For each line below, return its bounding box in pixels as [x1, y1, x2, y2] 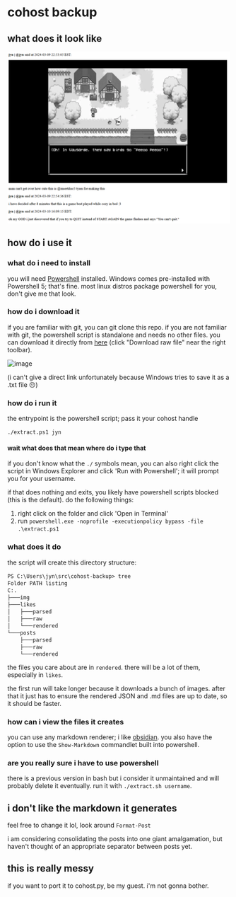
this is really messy [7, 862, 94, 874]
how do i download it [7, 307, 80, 317]
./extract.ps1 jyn [7, 429, 61, 436]
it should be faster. [7, 699, 62, 707]
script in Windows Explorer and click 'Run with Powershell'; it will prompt [7, 467, 219, 475]
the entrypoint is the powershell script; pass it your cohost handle [7, 415, 199, 423]
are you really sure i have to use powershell [7, 758, 159, 768]
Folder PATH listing [7, 579, 69, 587]
